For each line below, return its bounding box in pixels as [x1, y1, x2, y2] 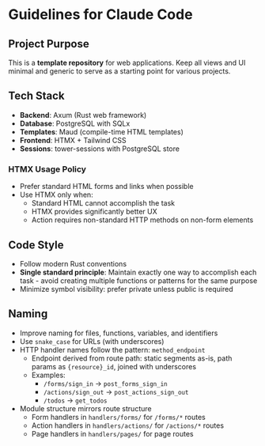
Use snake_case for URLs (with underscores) [19, 336, 165, 346]
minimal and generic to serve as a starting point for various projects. [8, 66, 231, 76]
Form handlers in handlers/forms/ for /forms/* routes [31, 412, 206, 421]
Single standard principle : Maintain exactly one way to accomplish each [19, 267, 257, 277]
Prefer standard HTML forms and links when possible [19, 182, 194, 191]
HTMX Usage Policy [8, 164, 87, 175]
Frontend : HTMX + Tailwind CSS [19, 135, 127, 145]
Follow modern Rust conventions [19, 259, 127, 268]
